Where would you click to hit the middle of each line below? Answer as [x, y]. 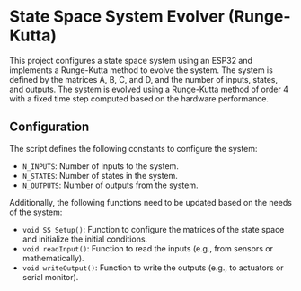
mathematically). [53, 258]
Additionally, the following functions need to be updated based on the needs [150, 202]
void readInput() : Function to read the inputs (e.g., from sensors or [148, 248]
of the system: [36, 212]
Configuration [49, 127]
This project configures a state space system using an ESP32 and [131, 60]
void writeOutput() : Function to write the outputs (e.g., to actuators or [153, 268]
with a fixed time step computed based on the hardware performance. [139, 98]
